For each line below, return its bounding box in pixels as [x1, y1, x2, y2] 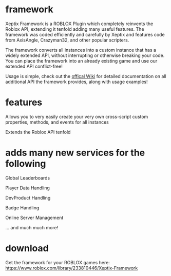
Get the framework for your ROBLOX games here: [5, 259, 110, 265]
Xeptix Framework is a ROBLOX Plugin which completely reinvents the [5, 21, 154, 27]
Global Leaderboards [5, 174, 50, 181]
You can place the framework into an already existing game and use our [5, 57, 158, 64]
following [5, 158, 46, 170]
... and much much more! [5, 224, 59, 230]
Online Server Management [5, 214, 64, 221]
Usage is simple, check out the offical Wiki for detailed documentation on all [5, 73, 166, 79]
